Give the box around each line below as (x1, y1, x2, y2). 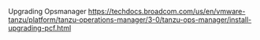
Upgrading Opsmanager (8, 7, 87, 16)
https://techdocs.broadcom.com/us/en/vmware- (87, 7, 246, 16)
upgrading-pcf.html (8, 24, 72, 32)
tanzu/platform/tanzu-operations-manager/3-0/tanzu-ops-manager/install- (8, 15, 252, 24)
